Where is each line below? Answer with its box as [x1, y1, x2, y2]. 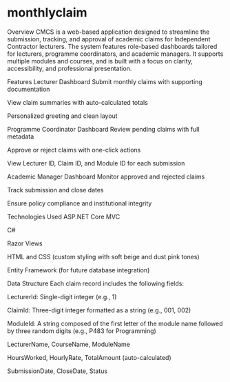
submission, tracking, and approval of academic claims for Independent [7, 34, 211, 43]
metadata [7, 132, 34, 141]
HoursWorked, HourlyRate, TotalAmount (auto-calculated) [7, 353, 171, 361]
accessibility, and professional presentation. [7, 64, 132, 72]
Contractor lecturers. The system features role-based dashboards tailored [7, 42, 218, 50]
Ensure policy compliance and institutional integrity [7, 199, 152, 208]
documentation [7, 85, 50, 93]
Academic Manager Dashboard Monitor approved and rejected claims [7, 172, 205, 181]
